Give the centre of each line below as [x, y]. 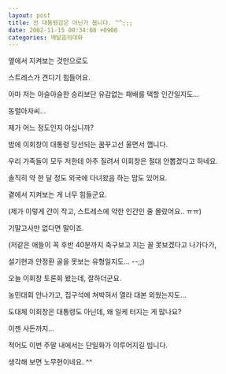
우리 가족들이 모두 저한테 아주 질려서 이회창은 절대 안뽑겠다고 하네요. [113, 161]
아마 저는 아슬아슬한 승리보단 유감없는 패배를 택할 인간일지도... [104, 94]
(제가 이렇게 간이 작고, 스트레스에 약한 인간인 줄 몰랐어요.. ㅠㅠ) [105, 211]
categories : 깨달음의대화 [46, 37]
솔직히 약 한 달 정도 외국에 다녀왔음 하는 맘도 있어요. [88, 178]
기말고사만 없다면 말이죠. [46, 228]
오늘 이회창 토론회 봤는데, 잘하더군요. [65, 278]
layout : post [30, 15]
